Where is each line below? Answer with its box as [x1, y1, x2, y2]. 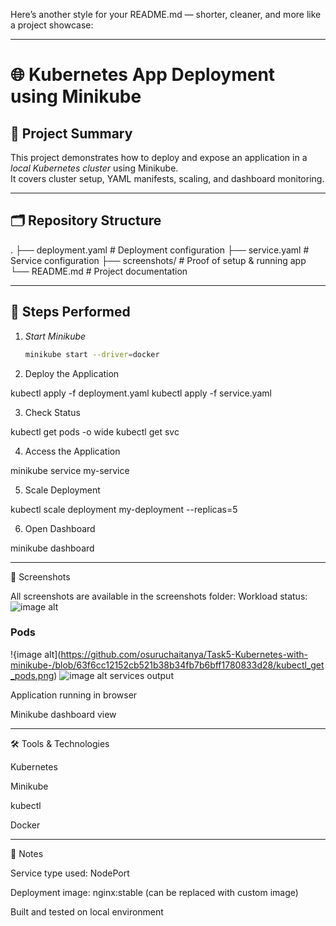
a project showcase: [10, 19, 94, 31]
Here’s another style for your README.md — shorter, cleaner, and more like [10, 9, 322, 20]
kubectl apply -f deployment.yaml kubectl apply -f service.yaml [10, 387, 272, 399]
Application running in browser [10, 689, 138, 701]
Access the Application [24, 445, 121, 457]
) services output [53, 669, 174, 681]
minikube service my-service [10, 464, 130, 476]
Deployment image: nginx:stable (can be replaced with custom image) [10, 886, 299, 898]
